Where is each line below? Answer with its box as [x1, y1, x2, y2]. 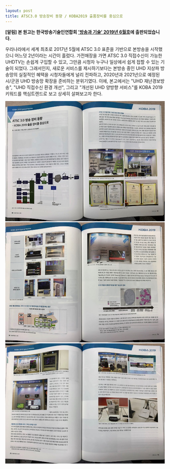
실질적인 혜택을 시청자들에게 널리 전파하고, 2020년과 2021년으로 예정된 [18, 71, 160, 77]
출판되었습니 [135, 28, 160, 35]
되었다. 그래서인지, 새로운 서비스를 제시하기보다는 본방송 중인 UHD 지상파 [14, 65, 159, 71]
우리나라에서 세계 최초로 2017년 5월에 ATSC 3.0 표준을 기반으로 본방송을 [5, 46, 149, 52]
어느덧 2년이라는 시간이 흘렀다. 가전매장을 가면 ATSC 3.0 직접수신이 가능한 [14, 52, 162, 58]
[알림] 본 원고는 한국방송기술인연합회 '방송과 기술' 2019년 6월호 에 [5, 28, 135, 35]
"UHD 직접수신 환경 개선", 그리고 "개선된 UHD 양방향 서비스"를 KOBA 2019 [13, 84, 163, 90]
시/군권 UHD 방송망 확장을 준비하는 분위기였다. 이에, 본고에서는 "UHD [5, 78, 143, 84]
